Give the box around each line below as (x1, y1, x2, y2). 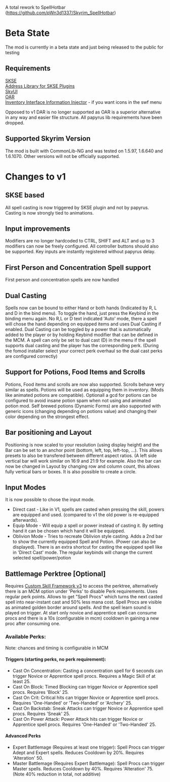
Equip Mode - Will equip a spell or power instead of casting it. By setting (12, 522, 163, 528)
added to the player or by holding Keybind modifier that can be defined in (5, 332, 158, 338)
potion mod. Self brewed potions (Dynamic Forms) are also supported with (5, 402, 161, 409)
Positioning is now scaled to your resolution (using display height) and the (5, 441, 159, 447)
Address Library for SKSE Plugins (5, 83, 75, 89)
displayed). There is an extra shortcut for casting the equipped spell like (12, 544, 163, 550)
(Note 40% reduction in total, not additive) (12, 771, 101, 777)
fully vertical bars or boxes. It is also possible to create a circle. (5, 468, 137, 475)
